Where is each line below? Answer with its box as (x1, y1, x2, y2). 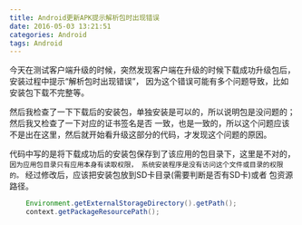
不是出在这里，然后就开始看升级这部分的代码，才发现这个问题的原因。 (9, 129, 272, 141)
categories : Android (9, 30, 88, 39)
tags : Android (9, 38, 63, 48)
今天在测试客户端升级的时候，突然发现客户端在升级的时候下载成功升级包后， (9, 64, 296, 75)
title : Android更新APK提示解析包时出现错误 (9, 13, 161, 23)
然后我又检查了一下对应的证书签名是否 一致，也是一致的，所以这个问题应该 (9, 118, 290, 129)
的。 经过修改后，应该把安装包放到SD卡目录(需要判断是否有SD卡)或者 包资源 (9, 170, 294, 181)
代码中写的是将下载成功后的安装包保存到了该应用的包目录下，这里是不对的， (9, 149, 296, 160)
